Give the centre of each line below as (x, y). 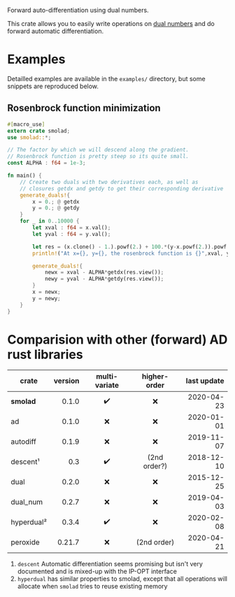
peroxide (25, 542)
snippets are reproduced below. (53, 86)
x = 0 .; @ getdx (56, 202)
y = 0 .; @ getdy (56, 208)
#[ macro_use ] (26, 124)
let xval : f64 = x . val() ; (72, 227)
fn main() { (24, 176)
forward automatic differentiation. (55, 31)
